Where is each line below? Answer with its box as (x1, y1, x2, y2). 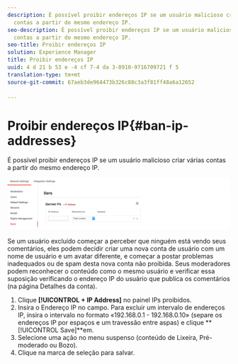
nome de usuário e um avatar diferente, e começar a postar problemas (7, 251, 214, 260)
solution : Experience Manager (7, 49, 97, 56)
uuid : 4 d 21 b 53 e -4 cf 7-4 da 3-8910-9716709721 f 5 (7, 64, 179, 71)
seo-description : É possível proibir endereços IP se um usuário (7, 26, 204, 33)
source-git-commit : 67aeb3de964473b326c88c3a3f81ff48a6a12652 (7, 79, 195, 86)
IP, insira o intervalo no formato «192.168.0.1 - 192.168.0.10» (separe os (17, 310, 222, 319)
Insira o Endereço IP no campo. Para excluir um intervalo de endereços (17, 303, 225, 312)
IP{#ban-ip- (117, 118, 189, 134)
